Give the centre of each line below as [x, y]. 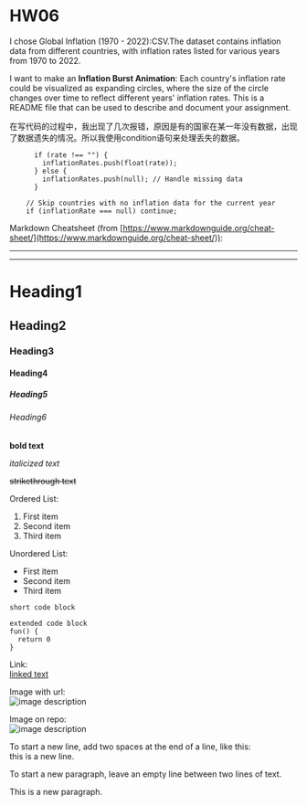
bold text [26, 445]
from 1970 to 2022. [45, 60]
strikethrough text [43, 481]
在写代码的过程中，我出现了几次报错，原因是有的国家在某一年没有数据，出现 [153, 126]
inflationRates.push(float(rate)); [110, 163]
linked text [29, 673]
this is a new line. [42, 756]
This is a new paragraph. [56, 791]
